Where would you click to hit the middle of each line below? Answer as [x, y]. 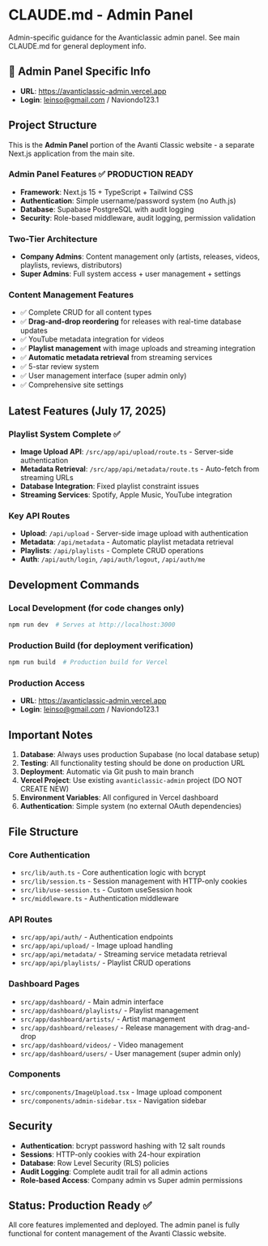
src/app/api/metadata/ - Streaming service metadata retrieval [123, 954]
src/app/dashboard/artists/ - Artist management [103, 1019]
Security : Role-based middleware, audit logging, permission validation [138, 217]
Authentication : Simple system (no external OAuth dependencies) [131, 806]
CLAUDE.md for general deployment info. [78, 45]
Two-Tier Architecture [53, 238]
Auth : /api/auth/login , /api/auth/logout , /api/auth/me [113, 559]
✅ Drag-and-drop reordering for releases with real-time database [130, 321]
